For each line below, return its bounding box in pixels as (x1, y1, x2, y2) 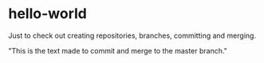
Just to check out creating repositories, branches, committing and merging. (8, 31, 257, 40)
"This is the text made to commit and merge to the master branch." (8, 46, 227, 55)
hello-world (8, 5, 88, 23)
